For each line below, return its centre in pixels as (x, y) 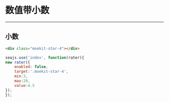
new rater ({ (18, 62)
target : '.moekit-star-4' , (41, 72)
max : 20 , (22, 81)
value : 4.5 (25, 85)
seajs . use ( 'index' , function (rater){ (45, 58)
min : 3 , (21, 76)
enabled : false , (31, 67)
